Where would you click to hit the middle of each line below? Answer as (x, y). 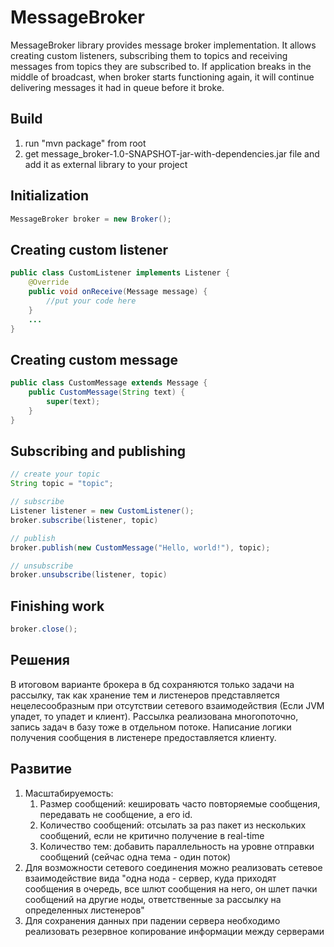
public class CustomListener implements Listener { (120, 273)
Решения (40, 660)
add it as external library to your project (106, 164)
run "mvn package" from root (85, 143)
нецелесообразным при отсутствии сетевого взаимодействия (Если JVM (167, 705)
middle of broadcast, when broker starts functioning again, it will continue (162, 77)
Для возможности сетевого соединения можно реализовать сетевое (173, 867)
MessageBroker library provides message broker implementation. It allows (163, 45)
